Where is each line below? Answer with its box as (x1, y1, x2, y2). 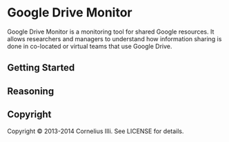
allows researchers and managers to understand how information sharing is (7, 34, 222, 43)
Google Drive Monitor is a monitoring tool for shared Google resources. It (7, 27, 215, 36)
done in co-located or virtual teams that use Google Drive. (7, 42, 172, 50)
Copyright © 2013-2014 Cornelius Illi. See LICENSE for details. (7, 127, 184, 135)
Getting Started (7, 62, 75, 73)
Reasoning (7, 85, 54, 97)
